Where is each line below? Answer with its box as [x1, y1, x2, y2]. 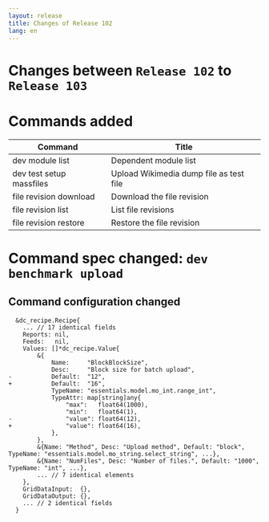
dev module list [12, 154, 70, 165]
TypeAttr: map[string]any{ [50, 394, 142, 402]
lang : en [8, 27, 38, 35]
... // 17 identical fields [22, 323, 116, 332]
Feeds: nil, [22, 337, 70, 345]
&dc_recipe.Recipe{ [15, 316, 81, 324]
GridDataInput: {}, [22, 485, 91, 493]
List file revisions [110, 204, 175, 215]
